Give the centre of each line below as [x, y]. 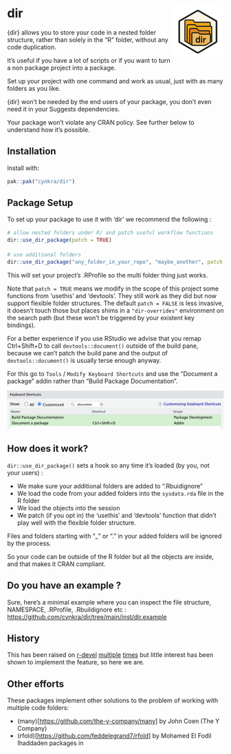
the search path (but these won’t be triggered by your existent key [101, 317]
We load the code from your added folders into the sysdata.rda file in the [120, 493]
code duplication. [32, 47]
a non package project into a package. [62, 67]
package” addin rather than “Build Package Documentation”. [92, 381]
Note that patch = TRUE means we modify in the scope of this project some [113, 289]
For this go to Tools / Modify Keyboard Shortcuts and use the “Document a [112, 373]
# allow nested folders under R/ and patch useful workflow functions [110, 233]
